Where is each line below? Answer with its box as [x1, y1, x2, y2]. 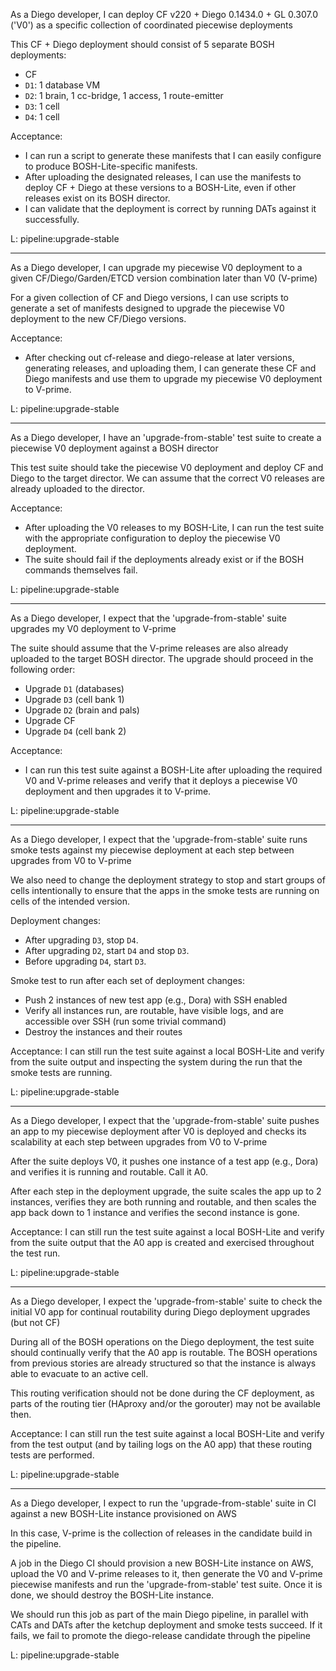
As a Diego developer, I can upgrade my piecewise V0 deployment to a [10, 262, 303, 273]
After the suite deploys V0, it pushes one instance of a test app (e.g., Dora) [10, 1155, 319, 1167]
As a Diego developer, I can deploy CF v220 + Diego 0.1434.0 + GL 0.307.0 [10, 9, 319, 20]
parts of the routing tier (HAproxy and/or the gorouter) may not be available [10, 1398, 322, 1409]
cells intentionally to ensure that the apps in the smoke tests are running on [10, 885, 320, 896]
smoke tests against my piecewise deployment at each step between [10, 844, 295, 856]
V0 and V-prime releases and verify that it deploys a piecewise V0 [24, 775, 298, 786]
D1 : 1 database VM [24, 79, 101, 91]
